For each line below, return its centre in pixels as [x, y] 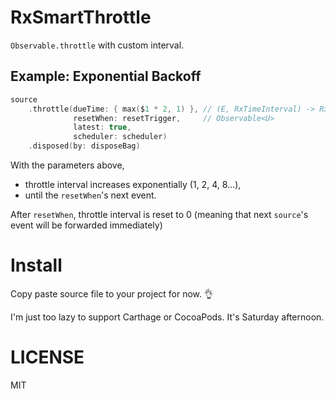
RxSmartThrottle [81, 17]
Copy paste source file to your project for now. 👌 [111, 293]
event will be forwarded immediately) [86, 225]
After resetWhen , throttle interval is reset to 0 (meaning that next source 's [159, 214]
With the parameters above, [67, 165]
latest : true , [102, 127]
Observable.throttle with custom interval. [97, 45]
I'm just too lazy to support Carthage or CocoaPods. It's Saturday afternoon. [167, 317]
